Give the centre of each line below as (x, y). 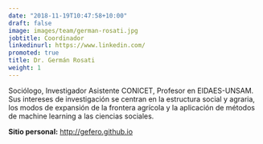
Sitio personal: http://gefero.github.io (71, 131)
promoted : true (34, 53)
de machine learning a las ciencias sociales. (81, 116)
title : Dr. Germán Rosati (51, 61)
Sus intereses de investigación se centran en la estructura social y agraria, (132, 99)
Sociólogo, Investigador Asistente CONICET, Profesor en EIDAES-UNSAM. (131, 90)
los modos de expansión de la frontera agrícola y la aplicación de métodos (132, 107)
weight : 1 (25, 68)
